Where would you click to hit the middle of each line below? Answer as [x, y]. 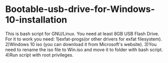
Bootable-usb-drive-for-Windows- [80, 9]
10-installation [36, 20]
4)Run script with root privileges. [39, 55]
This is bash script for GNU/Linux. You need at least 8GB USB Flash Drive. [82, 33]
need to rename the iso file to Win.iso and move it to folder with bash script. [84, 49]
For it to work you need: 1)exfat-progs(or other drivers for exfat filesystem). [84, 39]
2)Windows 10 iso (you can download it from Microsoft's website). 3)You [81, 44]
